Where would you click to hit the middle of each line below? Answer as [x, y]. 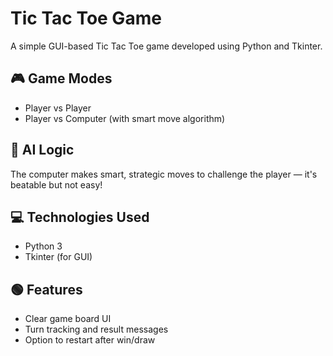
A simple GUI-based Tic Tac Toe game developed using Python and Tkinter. [166, 46]
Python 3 [43, 246]
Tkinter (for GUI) [58, 257]
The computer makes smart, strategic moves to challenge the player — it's [164, 174]
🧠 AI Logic [42, 150]
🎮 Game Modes [61, 78]
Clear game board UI [68, 319]
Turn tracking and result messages [96, 329]
